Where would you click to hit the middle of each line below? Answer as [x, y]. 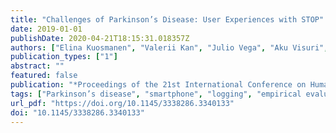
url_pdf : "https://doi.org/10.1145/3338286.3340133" [122, 103]
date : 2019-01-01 [46, 29]
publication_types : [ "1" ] [64, 57]
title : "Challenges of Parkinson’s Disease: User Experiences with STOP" [167, 19]
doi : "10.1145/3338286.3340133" [77, 112]
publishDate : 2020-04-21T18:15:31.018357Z [100, 38]
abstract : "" [37, 66]
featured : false [44, 76]
